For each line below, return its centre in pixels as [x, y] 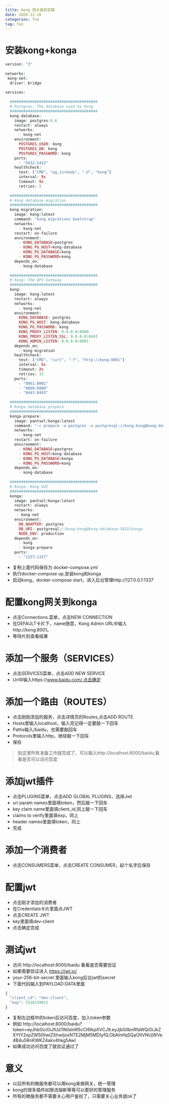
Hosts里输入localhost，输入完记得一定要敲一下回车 [65, 723]
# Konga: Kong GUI [29, 487]
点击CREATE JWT [31, 915]
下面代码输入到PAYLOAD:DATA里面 [49, 984]
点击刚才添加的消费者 [34, 902]
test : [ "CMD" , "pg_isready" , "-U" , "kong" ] [65, 172]
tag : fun [14, 24]
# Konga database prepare [37, 407]
